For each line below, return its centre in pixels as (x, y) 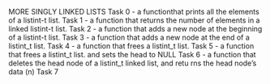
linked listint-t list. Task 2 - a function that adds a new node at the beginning (135, 29)
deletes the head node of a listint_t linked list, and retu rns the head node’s (133, 63)
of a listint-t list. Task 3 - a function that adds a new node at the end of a (129, 37)
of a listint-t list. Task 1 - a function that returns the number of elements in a (134, 20)
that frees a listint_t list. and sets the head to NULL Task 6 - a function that (133, 55)
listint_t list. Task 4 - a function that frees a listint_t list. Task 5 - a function (131, 46)
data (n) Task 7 (34, 71)
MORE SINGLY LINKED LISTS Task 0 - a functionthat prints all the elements (134, 12)
